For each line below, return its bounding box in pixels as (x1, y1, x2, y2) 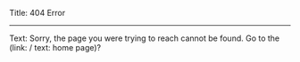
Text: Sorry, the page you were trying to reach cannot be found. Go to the (9, 33, 280, 43)
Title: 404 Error (9, 8, 65, 18)
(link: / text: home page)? (9, 43, 102, 52)
